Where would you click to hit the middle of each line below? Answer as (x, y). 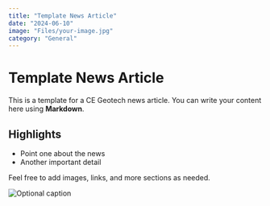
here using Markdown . (46, 109)
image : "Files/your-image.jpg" (61, 31)
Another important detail (60, 162)
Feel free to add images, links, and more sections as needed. (110, 177)
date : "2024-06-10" (41, 23)
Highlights (35, 134)
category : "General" (43, 38)
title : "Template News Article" (62, 16)
